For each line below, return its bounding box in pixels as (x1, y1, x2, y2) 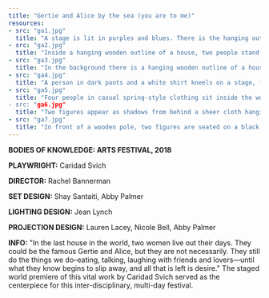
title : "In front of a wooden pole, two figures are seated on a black (15, 123, 260, 131)
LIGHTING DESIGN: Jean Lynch (8, 207, 113, 217)
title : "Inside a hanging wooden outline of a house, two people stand (15, 49, 260, 57)
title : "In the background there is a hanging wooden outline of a (15, 64, 246, 72)
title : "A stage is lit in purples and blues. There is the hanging (15, 34, 249, 42)
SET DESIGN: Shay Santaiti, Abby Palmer (8, 191, 144, 201)
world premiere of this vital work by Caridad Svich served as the (8, 272, 220, 281)
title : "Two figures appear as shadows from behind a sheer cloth (15, 109, 242, 117)
